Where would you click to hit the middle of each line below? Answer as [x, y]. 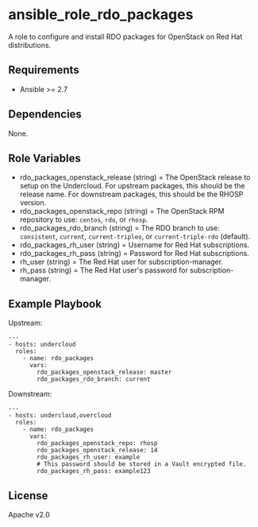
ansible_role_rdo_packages [101, 15]
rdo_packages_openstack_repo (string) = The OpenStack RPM [122, 211]
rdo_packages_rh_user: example [89, 457]
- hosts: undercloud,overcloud [60, 416]
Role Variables [44, 158]
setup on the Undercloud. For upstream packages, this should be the [132, 186]
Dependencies [45, 114]
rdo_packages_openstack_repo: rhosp [97, 444]
